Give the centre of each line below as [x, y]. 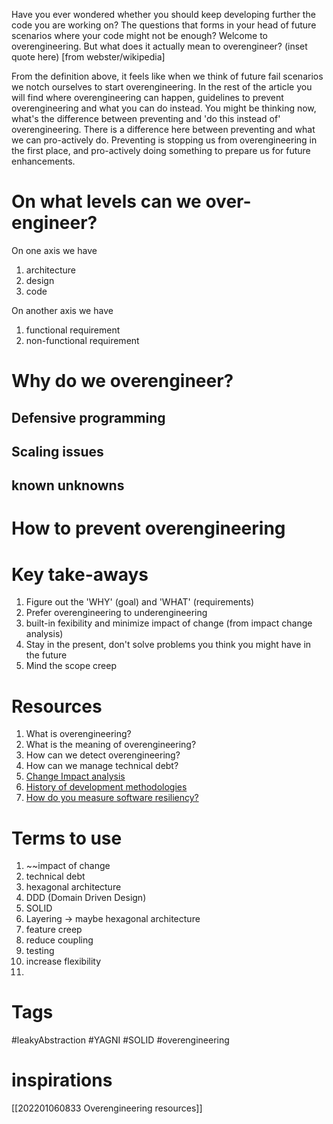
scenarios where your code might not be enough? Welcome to [139, 35]
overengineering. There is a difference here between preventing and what [163, 129]
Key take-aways [80, 574]
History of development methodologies [106, 787]
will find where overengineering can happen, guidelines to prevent [147, 97]
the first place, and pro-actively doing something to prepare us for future [161, 150]
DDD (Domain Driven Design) [86, 898]
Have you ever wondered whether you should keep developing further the [163, 14]
